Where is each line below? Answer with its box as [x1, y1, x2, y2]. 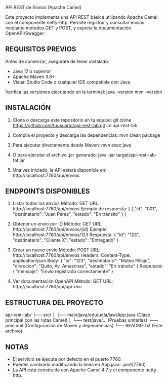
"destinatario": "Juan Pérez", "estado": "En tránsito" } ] [12, 211, 127, 217]
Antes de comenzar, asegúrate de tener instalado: [5, 58, 110, 64]
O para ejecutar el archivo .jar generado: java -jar [12, 151, 115, 158]
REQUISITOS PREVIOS [5, 45, 76, 54]
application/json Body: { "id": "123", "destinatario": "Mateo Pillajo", [12, 258, 151, 264]
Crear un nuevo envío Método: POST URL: [12, 247, 101, 253]
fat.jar [12, 157, 25, 163]
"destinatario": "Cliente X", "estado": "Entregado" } [12, 237, 119, 243]
